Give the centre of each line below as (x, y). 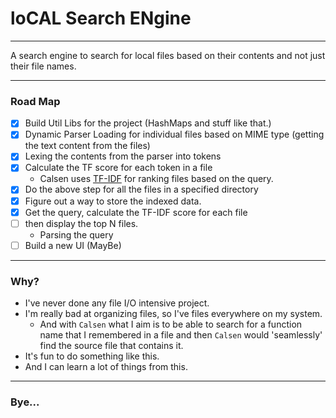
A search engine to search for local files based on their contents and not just (168, 55)
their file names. (43, 66)
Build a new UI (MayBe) (73, 245)
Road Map (35, 101)
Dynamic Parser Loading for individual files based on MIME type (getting (174, 134)
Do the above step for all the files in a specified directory (141, 189)
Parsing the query (76, 234)
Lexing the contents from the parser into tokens (123, 156)
